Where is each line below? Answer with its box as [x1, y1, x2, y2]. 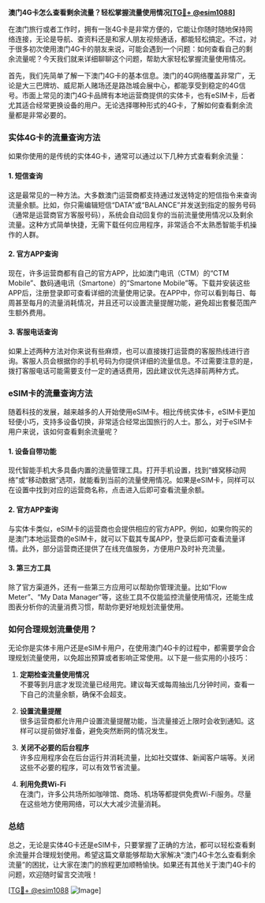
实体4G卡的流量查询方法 [8, 132, 101, 143]
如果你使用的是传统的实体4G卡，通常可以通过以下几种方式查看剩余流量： [8, 152, 246, 161]
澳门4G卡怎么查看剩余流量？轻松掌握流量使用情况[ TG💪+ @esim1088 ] [8, 8, 236, 17]
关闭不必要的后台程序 [19, 743, 89, 753]
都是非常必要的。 [14, 111, 71, 119]
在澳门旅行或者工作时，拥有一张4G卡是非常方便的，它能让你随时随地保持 [8, 24, 246, 34]
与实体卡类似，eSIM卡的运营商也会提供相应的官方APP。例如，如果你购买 [8, 524, 246, 533]
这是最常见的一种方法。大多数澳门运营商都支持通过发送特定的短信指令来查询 [8, 190, 257, 200]
